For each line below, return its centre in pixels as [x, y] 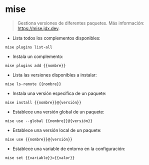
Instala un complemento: [38, 56]
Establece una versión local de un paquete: [57, 130]
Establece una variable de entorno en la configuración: [69, 148]
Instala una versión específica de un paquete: [59, 93]
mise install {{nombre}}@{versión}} [43, 102]
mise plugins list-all [29, 47]
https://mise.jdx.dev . [38, 28]
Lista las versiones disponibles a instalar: [54, 75]
